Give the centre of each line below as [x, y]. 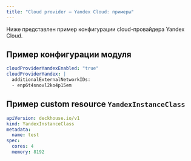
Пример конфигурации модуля [69, 55]
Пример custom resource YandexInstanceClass [96, 104]
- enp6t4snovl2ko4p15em [42, 85]
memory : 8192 [28, 152]
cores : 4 [23, 146]
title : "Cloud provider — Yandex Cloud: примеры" [70, 12]
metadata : [19, 130]
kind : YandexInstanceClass [40, 124]
